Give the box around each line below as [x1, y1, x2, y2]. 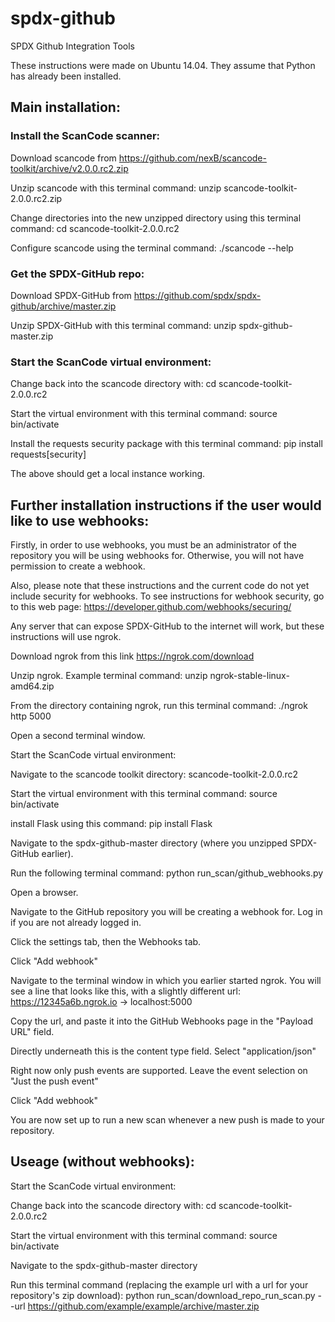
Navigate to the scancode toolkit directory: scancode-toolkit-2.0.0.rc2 [10, 768, 299, 781]
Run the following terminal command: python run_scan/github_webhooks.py [10, 867, 324, 879]
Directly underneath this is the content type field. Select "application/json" [10, 1045, 317, 1057]
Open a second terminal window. [10, 730, 146, 742]
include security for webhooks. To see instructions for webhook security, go [10, 590, 325, 602]
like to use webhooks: [10, 512, 150, 529]
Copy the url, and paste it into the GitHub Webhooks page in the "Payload [10, 1015, 313, 1027]
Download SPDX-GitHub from [10, 289, 132, 301]
